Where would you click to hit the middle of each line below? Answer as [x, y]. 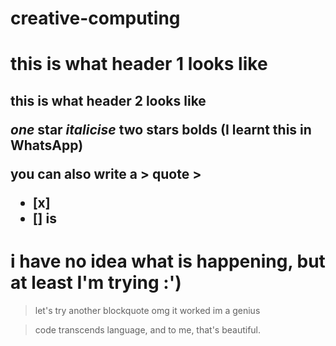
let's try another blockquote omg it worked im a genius [147, 310]
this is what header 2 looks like [108, 100]
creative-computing [95, 18]
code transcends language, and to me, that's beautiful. [148, 329]
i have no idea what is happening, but [168, 261]
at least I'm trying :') [96, 282]
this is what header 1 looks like [139, 64]
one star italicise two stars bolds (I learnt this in [161, 129]
